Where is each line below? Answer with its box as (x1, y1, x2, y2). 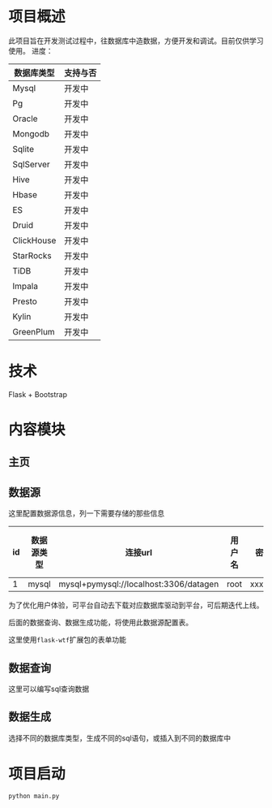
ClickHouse (12, 235, 57, 246)
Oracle (12, 113, 38, 124)
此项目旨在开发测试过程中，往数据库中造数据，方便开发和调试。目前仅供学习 (8, 36, 264, 45)
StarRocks (12, 249, 52, 261)
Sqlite (12, 143, 35, 154)
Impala (12, 280, 39, 292)
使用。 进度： (8, 45, 53, 55)
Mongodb (12, 127, 50, 139)
